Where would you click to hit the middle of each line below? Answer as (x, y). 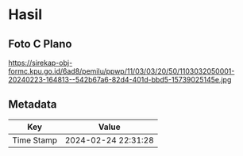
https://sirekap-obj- (40, 63)
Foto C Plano (40, 44)
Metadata (33, 105)
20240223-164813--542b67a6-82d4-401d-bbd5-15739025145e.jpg (120, 80)
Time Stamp (35, 140)
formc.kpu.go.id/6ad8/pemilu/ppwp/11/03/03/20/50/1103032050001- (121, 71)
